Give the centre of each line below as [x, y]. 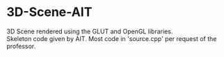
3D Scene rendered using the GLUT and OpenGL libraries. [90, 31]
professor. [21, 46]
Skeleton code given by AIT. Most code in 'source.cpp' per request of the [112, 38]
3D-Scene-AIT [49, 12]
